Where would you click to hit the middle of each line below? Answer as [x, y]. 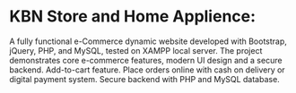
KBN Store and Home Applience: [133, 17]
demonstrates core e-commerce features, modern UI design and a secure [146, 60]
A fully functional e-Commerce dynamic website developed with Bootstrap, [148, 41]
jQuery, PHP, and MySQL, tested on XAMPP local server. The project [136, 50]
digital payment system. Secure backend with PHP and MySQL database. [144, 79]
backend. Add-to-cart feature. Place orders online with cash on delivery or [147, 70]
